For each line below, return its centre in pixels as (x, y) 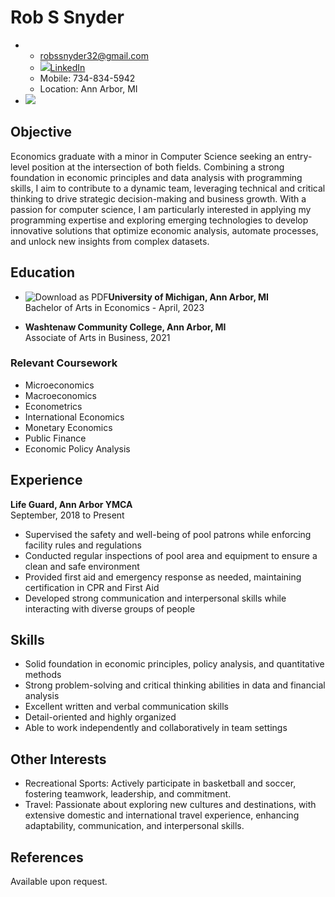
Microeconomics (59, 385)
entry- (299, 156)
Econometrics (53, 406)
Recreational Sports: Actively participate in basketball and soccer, (160, 783)
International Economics (74, 417)
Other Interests (58, 759)
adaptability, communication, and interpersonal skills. (134, 826)
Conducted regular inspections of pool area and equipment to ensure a (171, 555)
